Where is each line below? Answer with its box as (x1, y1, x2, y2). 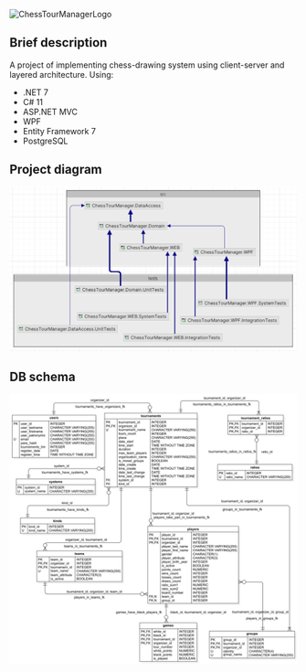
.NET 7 (22, 87, 48, 98)
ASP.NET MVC (22, 106, 78, 117)
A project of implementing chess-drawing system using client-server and (9, 59, 285, 70)
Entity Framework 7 (22, 125, 96, 136)
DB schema (9, 368, 76, 384)
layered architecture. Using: (9, 69, 114, 80)
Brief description (9, 35, 108, 50)
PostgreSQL (22, 135, 69, 146)
